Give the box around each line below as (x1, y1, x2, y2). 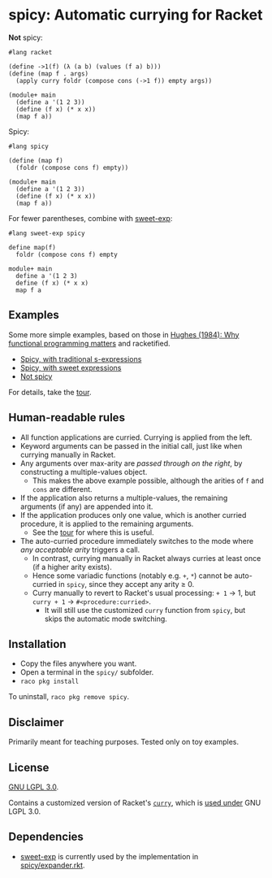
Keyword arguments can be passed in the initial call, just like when (19, 441, 243, 450)
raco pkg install (19, 677, 80, 686)
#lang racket (8, 48, 53, 56)
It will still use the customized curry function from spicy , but (44, 605, 246, 615)
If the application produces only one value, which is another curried (19, 510, 247, 519)
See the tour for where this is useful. (32, 527, 154, 537)
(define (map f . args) (8, 69, 89, 78)
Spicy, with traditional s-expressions (19, 354, 142, 363)
